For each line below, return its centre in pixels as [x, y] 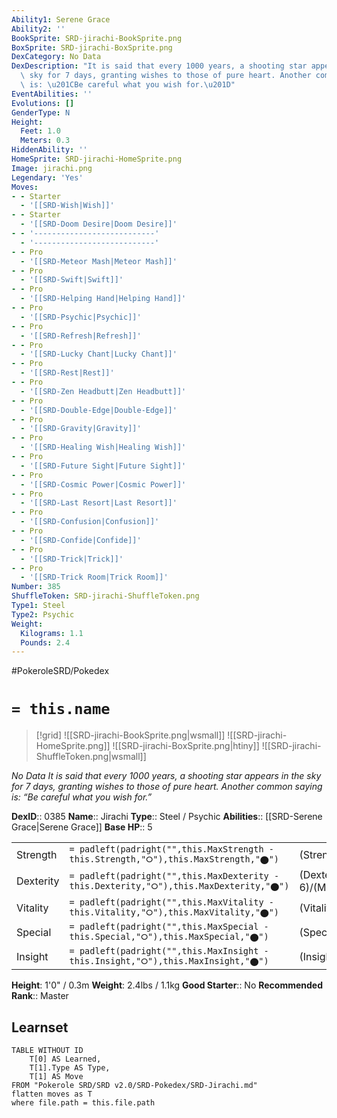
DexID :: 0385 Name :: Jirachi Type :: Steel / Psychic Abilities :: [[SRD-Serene [167, 817]
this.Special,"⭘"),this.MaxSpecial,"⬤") [169, 937]
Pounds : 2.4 [45, 642]
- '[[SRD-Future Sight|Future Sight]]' [103, 466]
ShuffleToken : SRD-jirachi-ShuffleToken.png [105, 596]
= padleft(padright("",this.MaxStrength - [171, 849]
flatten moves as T [52, 1094]
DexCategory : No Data [56, 57]
